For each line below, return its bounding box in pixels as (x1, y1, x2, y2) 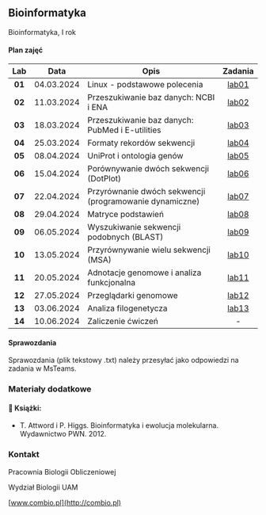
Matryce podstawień (87, 209, 165, 220)
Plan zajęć (8, 45, 44, 55)
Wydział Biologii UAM (8, 483, 78, 492)
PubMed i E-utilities (87, 124, 161, 135)
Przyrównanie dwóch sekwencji (87, 186, 206, 197)
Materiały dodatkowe (8, 383, 92, 395)
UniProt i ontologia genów (87, 151, 184, 162)
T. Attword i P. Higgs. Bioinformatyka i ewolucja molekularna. (19, 421, 219, 430)
